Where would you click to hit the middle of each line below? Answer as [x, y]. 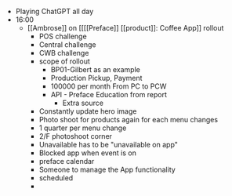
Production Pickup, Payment [96, 78]
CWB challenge [64, 53]
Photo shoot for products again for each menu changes [128, 120]
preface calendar [67, 161]
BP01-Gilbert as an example [96, 69]
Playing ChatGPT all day [54, 11]
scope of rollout [64, 61]
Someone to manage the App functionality [107, 169]
